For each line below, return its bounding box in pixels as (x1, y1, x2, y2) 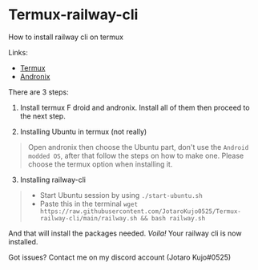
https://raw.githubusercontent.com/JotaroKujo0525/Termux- (39, 207, 242, 216)
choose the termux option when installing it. (27, 159, 173, 169)
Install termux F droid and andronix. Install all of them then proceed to (19, 103, 250, 112)
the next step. (19, 111, 66, 121)
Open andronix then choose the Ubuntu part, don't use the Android (27, 142, 249, 151)
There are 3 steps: (8, 87, 70, 97)
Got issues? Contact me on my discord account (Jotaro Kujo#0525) (8, 252, 232, 262)
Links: (8, 47, 28, 57)
